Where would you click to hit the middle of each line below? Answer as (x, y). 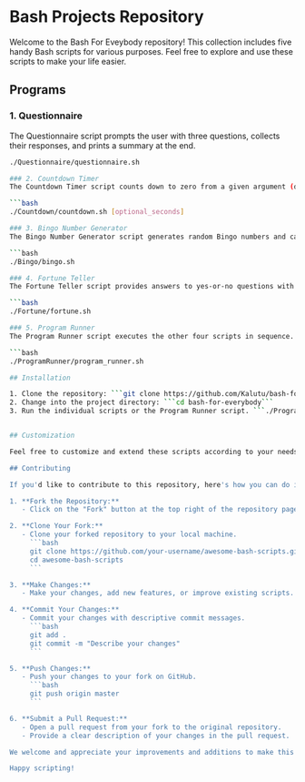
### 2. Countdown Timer (54, 178)
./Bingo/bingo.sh (42, 261)
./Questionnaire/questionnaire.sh (75, 162)
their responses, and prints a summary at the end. (103, 145)
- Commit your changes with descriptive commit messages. (133, 618)
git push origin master (74, 694)
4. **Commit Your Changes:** (64, 610)
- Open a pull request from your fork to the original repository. (152, 727)
